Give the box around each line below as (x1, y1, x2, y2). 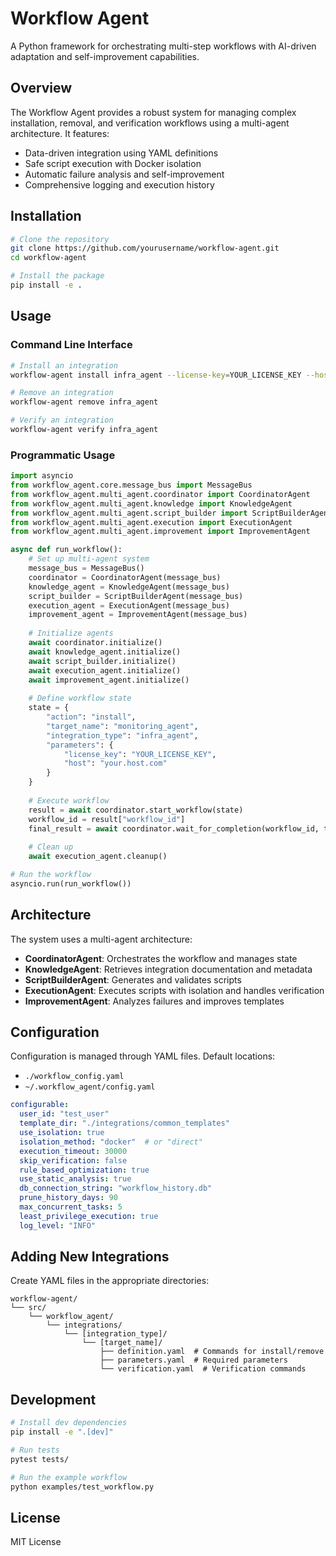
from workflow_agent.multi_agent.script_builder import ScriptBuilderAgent (10, 508, 333, 518)
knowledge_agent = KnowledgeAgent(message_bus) (28, 582, 230, 592)
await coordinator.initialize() (28, 638, 163, 648)
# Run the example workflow (10, 1472, 128, 1482)
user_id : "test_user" (19, 1109, 110, 1119)
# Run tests (10, 1445, 60, 1456)
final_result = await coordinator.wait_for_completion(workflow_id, (28, 823, 320, 834)
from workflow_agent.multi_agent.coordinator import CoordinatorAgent (10, 489, 311, 499)
